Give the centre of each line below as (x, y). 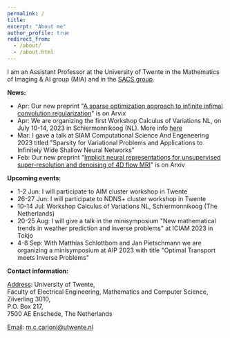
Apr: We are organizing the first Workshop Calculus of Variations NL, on (119, 120)
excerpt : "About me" (37, 26)
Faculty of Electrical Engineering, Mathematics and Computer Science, (108, 292)
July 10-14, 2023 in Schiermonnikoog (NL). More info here (100, 128)
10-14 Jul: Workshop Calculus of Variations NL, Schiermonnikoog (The (117, 206)
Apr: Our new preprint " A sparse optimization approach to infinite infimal (120, 106)
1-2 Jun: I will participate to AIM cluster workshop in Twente (102, 191)
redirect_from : (29, 39)
